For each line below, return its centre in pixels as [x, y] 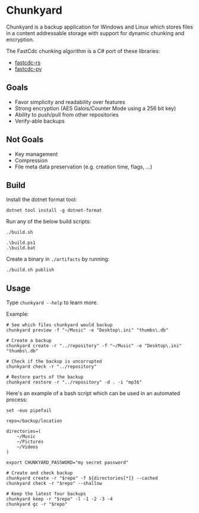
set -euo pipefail [29, 411]
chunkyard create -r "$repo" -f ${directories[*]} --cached [82, 478]
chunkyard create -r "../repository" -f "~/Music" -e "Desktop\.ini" [94, 346]
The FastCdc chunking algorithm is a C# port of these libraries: [83, 51]
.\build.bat [21, 248]
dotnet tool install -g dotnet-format [54, 211]
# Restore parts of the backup [45, 377]
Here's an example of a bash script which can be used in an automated [93, 393]
